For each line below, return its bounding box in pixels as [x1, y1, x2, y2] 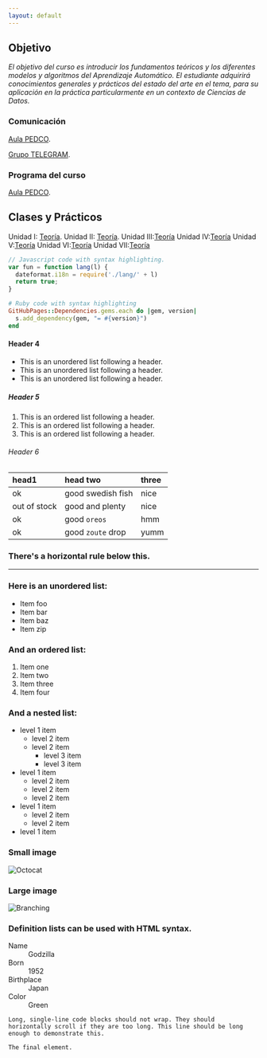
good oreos [64, 514, 107, 525]
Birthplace [8, 975, 42, 985]
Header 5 [8, 392, 40, 402]
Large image [8, 885, 57, 896]
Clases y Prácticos [8, 210, 103, 224]
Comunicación [8, 116, 66, 127]
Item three [19, 679, 54, 688]
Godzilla [28, 950, 56, 959]
